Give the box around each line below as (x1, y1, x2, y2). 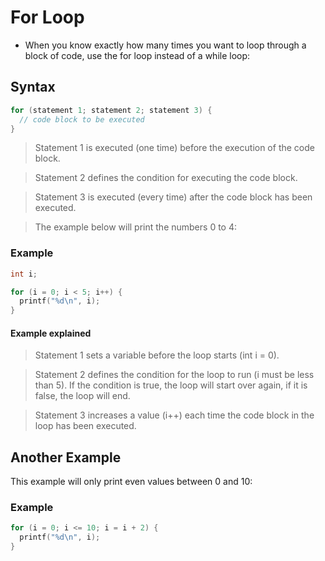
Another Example (10, 449, 122, 466)
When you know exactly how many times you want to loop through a (24, 39, 307, 51)
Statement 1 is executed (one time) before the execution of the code (34, 142, 315, 154)
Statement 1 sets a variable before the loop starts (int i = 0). (34, 349, 280, 361)
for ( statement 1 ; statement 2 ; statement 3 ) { (10, 105, 213, 115)
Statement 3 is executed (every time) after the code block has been (34, 191, 313, 203)
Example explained (10, 327, 92, 339)
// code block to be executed (19, 114, 145, 125)
